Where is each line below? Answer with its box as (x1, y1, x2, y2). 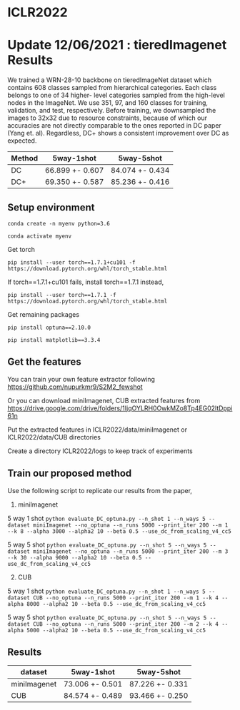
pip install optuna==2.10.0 (7, 324, 91, 331)
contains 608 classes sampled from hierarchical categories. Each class (7, 83, 217, 92)
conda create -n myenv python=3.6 (7, 220, 111, 227)
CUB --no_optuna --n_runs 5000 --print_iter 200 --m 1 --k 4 (33, 594, 219, 602)
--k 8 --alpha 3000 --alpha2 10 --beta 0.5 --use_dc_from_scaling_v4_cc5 (7, 527, 232, 535)
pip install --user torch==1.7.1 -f (7, 291, 116, 298)
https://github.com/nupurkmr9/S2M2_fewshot (7, 382, 143, 391)
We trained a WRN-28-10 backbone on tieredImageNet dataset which (7, 76, 212, 84)
